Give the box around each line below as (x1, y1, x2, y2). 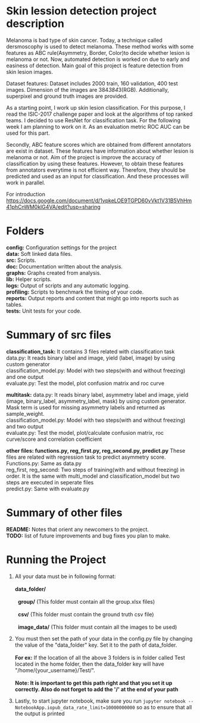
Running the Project (6, 553, 107, 566)
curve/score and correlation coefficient (6, 435, 102, 443)
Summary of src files (6, 328, 111, 342)
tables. (6, 301, 23, 308)
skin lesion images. (6, 68, 54, 75)
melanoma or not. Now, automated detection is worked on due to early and (6, 55, 190, 63)
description (6, 17, 64, 30)
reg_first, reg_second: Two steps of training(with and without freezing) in (6, 466, 185, 473)
